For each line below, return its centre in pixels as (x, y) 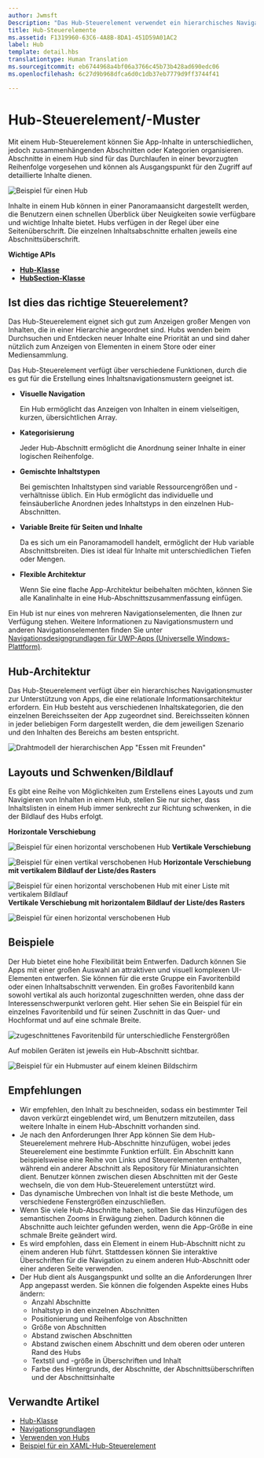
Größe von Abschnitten (69, 1327)
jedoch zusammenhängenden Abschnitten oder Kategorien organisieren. (126, 150)
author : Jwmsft (33, 15)
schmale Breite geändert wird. (68, 1235)
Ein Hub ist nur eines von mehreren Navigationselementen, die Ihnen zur (125, 613)
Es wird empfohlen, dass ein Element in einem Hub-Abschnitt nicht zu (132, 1243)
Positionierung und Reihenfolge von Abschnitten (109, 1319)
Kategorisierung (47, 433)
